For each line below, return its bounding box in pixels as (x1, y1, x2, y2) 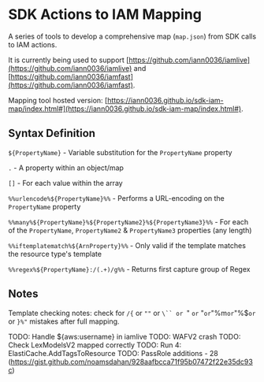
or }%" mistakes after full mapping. (8, 317, 120, 326)
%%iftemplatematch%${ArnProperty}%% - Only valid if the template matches (8, 240, 247, 250)
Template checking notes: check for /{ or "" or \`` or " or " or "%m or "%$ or (8, 308, 256, 317)
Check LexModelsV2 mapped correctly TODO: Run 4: (8, 340, 182, 350)
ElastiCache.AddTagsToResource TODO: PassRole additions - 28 (8, 348, 219, 358)
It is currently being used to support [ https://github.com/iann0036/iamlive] (8, 55, 251, 65)
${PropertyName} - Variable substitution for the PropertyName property (8, 147, 232, 157)
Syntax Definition (8, 127, 96, 140)
